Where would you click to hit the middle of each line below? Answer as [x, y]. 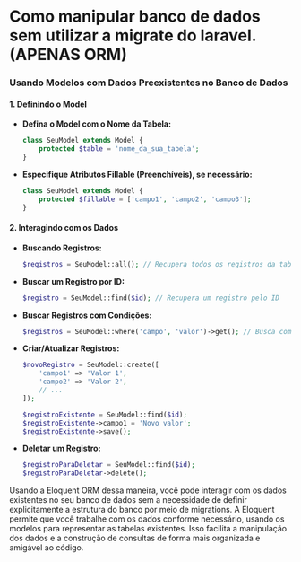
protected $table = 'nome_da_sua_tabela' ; [119, 149]
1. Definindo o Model [48, 104]
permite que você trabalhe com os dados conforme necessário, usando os [147, 519]
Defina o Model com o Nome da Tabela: [97, 124]
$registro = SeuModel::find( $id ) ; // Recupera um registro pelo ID [151, 298]
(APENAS [45, 55]
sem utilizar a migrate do [103, 35]
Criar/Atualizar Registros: [71, 348]
